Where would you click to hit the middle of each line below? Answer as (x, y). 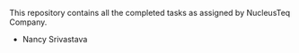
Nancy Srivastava (55, 39)
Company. (28, 22)
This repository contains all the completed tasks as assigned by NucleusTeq (150, 13)
